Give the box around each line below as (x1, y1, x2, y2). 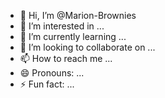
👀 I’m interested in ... (19, 20, 105, 32)
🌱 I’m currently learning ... (19, 31, 127, 42)
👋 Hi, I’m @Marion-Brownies (19, 10, 137, 21)
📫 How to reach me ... (19, 53, 113, 64)
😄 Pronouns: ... (19, 67, 85, 79)
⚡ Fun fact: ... (19, 78, 75, 90)
